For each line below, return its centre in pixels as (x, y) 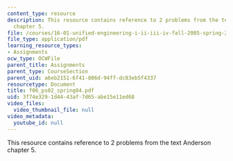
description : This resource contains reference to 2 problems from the (113, 20)
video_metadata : (31, 116)
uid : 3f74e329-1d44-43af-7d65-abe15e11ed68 (71, 97)
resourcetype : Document (42, 84)
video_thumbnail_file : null (54, 110)
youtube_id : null (38, 123)
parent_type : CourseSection (48, 71)
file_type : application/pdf (48, 39)
